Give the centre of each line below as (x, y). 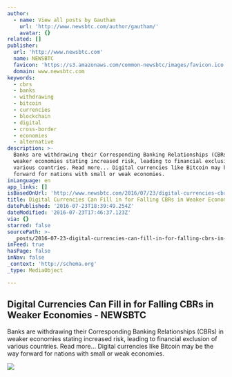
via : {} (18, 219)
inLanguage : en (29, 180)
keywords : (21, 78)
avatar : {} (35, 33)
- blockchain (32, 116)
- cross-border (35, 129)
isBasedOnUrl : (28, 193)
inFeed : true (26, 245)
